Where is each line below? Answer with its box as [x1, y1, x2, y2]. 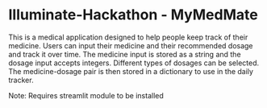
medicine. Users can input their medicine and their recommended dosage [8, 40, 253, 50]
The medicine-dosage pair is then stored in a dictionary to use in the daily [8, 66, 254, 76]
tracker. [8, 75, 34, 85]
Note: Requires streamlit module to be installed [8, 90, 164, 100]
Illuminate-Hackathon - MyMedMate [8, 6, 258, 24]
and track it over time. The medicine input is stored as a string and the [8, 49, 241, 59]
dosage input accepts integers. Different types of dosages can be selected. [8, 58, 260, 68]
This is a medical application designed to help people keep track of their [8, 32, 248, 42]
